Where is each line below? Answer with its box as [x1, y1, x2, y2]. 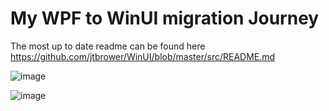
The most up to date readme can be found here [10, 40, 206, 52]
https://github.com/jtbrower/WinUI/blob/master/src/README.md [10, 50, 276, 62]
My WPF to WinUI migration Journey [10, 7, 320, 30]
